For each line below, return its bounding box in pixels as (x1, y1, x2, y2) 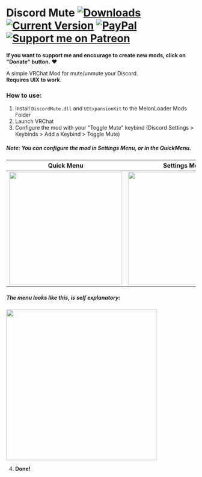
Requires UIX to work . (6, 76, 62, 83)
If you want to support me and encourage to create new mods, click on (6, 51, 186, 58)
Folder (14, 112, 31, 119)
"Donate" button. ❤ (6, 58, 58, 65)
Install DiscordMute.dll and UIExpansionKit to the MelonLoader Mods (14, 105, 188, 112)
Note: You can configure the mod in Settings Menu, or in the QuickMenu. (6, 144, 191, 151)
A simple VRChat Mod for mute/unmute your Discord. (6, 69, 138, 77)
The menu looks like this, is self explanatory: (6, 294, 121, 301)
